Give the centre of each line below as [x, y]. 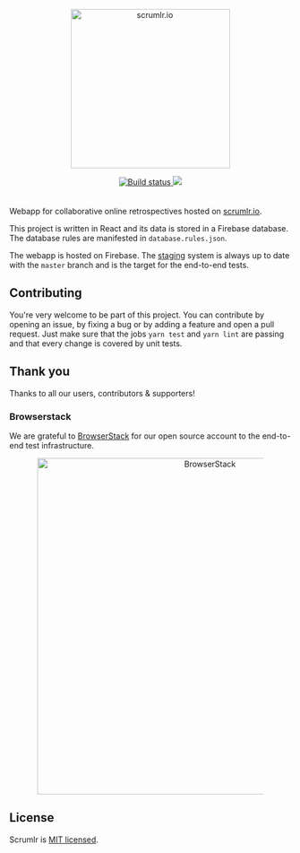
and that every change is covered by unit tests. [96, 343]
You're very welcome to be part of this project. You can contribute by [137, 315]
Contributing [46, 293]
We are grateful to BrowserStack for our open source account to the [135, 436]
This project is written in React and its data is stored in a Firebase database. [149, 228]
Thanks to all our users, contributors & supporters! [102, 393]
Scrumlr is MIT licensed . [54, 840]
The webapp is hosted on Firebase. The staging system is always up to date [150, 255]
